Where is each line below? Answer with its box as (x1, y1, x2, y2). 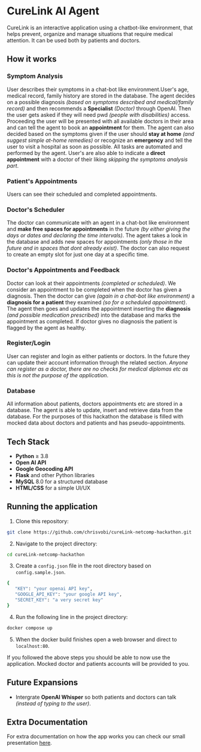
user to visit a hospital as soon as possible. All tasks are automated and (7, 142, 183, 150)
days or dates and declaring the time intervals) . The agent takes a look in (7, 232, 188, 239)
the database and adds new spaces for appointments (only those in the (7, 238, 182, 245)
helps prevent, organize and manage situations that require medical (7, 30, 173, 37)
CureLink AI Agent (7, 4, 99, 18)
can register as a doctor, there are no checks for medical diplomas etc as (7, 365, 188, 372)
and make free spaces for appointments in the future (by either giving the (7, 226, 190, 233)
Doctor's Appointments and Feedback (7, 266, 120, 274)
